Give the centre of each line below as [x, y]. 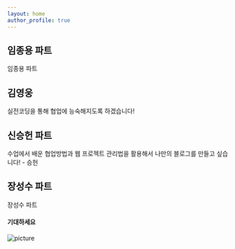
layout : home [26, 14]
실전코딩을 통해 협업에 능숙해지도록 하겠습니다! [71, 111]
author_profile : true [39, 20]
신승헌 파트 [30, 135]
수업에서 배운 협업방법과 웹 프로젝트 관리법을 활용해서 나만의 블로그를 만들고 [111, 153]
